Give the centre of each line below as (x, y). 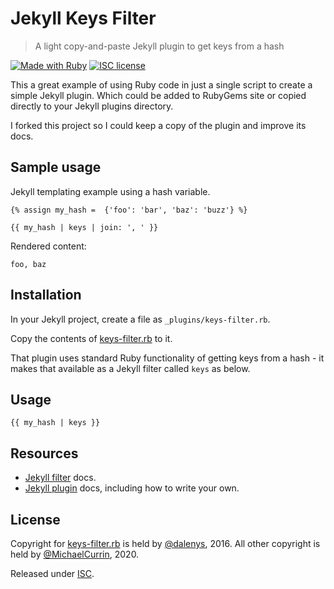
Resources (44, 453)
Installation (46, 295)
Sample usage (56, 167)
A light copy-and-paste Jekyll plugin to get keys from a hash (159, 46)
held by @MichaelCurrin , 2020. (75, 554)
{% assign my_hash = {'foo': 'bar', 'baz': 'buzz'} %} (129, 210)
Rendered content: (48, 246)
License (35, 519)
